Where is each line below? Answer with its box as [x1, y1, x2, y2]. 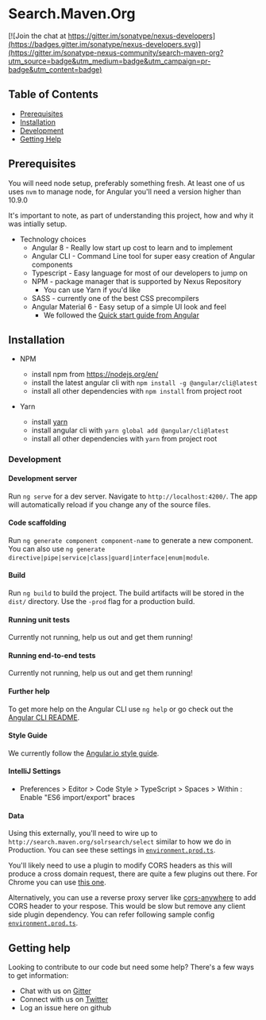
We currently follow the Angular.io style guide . [8, 748, 160, 758]
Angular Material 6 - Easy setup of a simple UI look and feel [31, 302, 226, 311]
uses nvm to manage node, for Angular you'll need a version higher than [8, 187, 241, 196]
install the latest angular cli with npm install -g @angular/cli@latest [31, 378, 258, 387]
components [31, 260, 73, 269]
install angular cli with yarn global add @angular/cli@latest [31, 425, 229, 435]
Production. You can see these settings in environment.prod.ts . [8, 845, 216, 855]
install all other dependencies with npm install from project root [31, 387, 242, 396]
